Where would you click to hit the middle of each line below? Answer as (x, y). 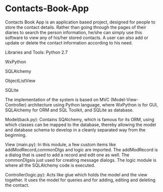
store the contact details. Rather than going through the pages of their (76, 27)
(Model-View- (124, 99)
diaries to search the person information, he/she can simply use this (74, 32)
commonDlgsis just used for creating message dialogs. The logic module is (81, 160)
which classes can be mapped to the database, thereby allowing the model (81, 125)
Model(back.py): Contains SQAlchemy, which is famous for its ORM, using (80, 119)
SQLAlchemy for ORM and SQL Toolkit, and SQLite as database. (70, 110)
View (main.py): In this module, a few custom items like (60, 144)
